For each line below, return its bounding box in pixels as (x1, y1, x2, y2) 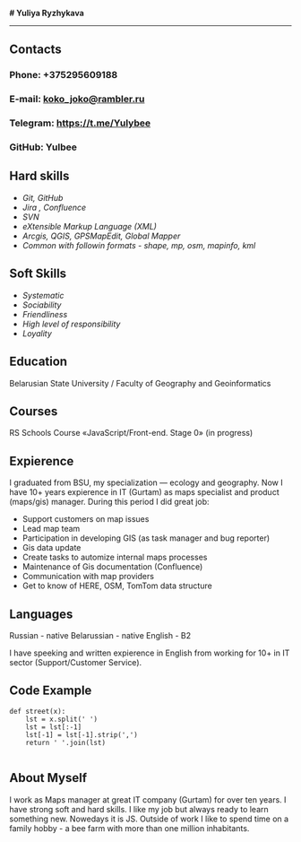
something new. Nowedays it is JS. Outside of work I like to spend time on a (9, 813, 289, 824)
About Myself (9, 770, 88, 786)
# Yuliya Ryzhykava (9, 8, 85, 18)
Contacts (9, 42, 63, 57)
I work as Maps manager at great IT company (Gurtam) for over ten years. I (9, 794, 287, 805)
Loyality (21, 327, 52, 339)
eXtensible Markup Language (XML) (21, 221, 157, 231)
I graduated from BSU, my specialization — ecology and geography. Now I (9, 477, 284, 488)
